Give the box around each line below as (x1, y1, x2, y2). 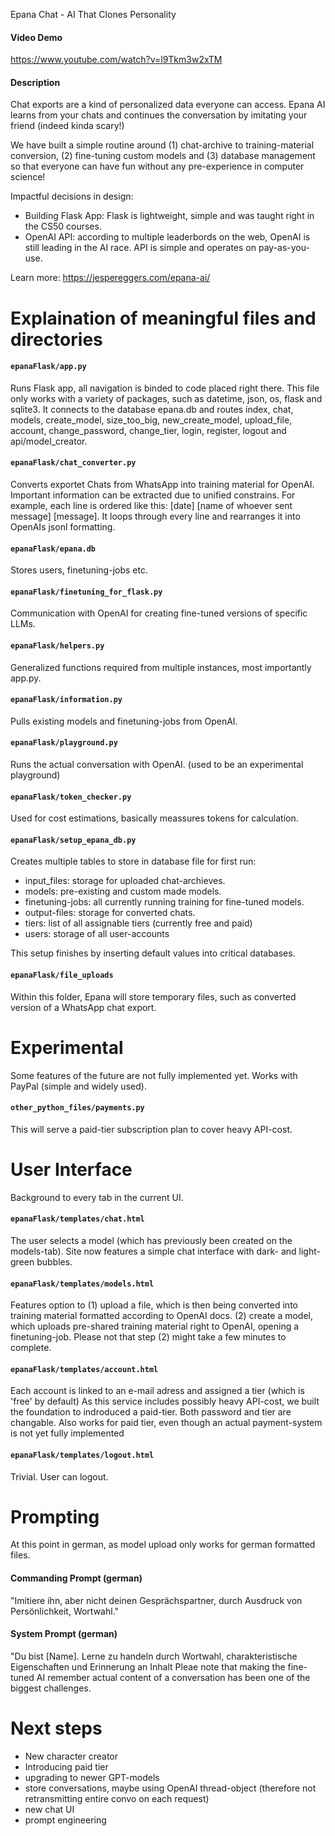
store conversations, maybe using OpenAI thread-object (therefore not (24, 1782, 317, 1794)
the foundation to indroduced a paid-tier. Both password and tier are (10, 1406, 292, 1418)
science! (10, 171, 46, 183)
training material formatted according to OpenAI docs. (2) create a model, (10, 1310, 314, 1322)
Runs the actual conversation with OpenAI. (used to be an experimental (10, 759, 304, 771)
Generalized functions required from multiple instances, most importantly (10, 661, 312, 673)
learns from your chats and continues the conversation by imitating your (10, 109, 308, 121)
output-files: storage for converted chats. (24, 907, 196, 919)
